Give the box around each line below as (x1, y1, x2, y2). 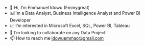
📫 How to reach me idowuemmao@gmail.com (9, 35, 104, 41)
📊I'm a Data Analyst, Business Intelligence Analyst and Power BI (9, 10, 141, 16)
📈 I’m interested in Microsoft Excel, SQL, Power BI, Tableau (9, 23, 130, 28)
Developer (9, 17, 31, 23)
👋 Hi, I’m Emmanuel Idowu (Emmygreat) (9, 5, 90, 10)
